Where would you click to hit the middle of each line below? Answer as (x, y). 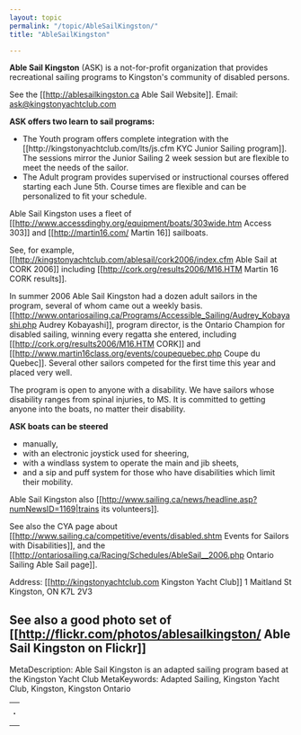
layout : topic (36, 18)
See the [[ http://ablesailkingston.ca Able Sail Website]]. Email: (124, 94)
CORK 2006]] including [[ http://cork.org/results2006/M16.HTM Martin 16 (144, 270)
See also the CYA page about (64, 527)
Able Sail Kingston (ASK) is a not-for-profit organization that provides (139, 67)
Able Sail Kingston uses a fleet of (71, 214)
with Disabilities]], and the (58, 545)
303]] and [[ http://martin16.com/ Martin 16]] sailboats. (109, 233)
